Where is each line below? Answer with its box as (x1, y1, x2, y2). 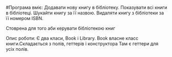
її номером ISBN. (6, 15, 44, 21)
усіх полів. (6, 46, 29, 52)
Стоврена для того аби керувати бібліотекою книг (6, 25, 116, 31)
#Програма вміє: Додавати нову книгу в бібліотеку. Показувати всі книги (6, 5, 167, 10)
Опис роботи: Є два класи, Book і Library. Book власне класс (6, 35, 139, 41)
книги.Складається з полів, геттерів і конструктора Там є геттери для (6, 41, 159, 47)
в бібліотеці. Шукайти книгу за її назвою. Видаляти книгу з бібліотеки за (6, 10, 164, 16)
